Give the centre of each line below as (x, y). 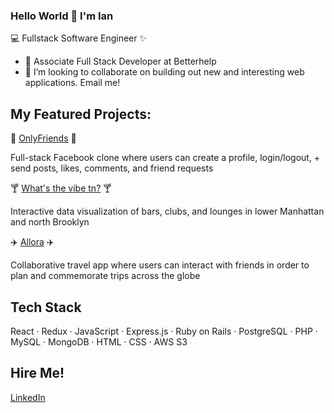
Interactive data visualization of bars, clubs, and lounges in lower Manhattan (167, 211)
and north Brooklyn (50, 222)
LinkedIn (28, 397)
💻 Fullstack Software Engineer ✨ (78, 38)
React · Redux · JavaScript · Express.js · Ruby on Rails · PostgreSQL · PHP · (164, 331)
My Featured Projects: (81, 114)
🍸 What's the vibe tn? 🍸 (61, 188)
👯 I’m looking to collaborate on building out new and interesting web (164, 72)
